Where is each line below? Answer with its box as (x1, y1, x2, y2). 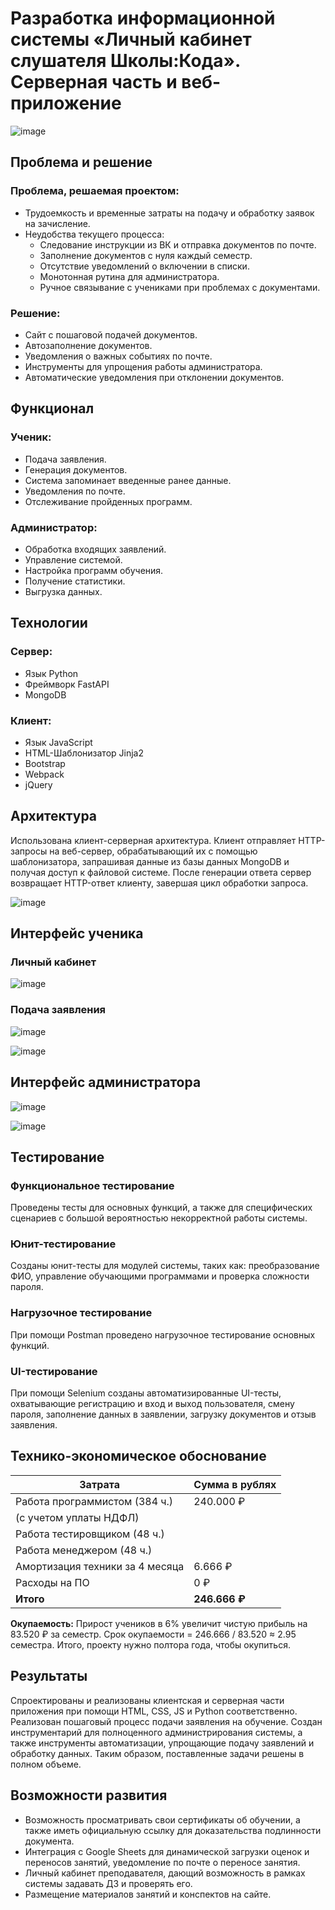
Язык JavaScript (24, 736, 93, 748)
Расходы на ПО (15, 1575, 90, 1589)
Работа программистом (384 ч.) (15, 1494, 174, 1508)
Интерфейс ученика (10, 925, 144, 942)
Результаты (10, 1668, 88, 1685)
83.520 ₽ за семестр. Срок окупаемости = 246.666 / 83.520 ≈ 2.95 (10, 1628, 297, 1640)
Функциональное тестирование (10, 1178, 175, 1192)
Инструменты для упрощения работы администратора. (24, 360, 263, 372)
